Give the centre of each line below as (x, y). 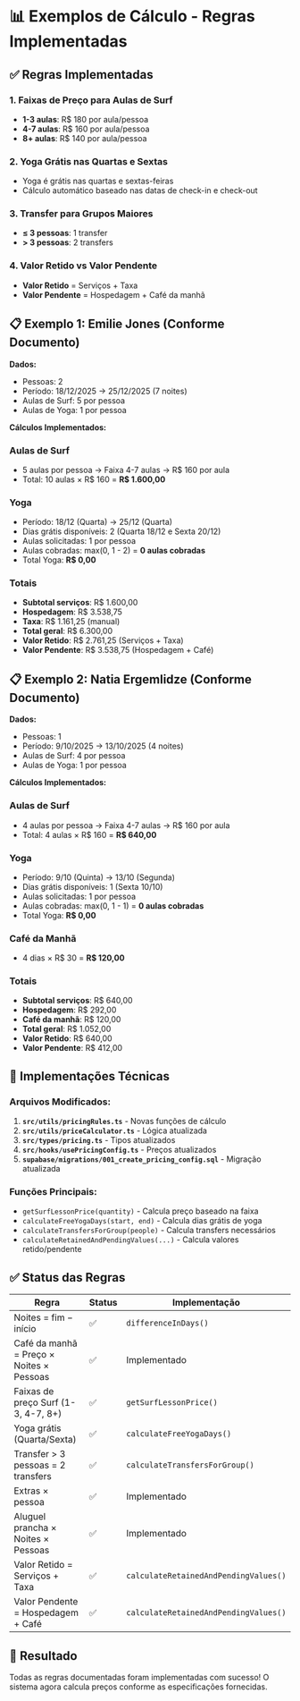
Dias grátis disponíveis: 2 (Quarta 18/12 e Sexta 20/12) (121, 531)
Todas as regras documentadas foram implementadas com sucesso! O (139, 1678)
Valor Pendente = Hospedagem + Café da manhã (113, 294)
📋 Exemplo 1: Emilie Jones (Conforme (117, 324)
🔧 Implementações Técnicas (89, 1076)
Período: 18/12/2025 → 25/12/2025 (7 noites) (104, 391)
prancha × (35, 1528)
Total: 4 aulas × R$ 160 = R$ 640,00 (89, 834)
